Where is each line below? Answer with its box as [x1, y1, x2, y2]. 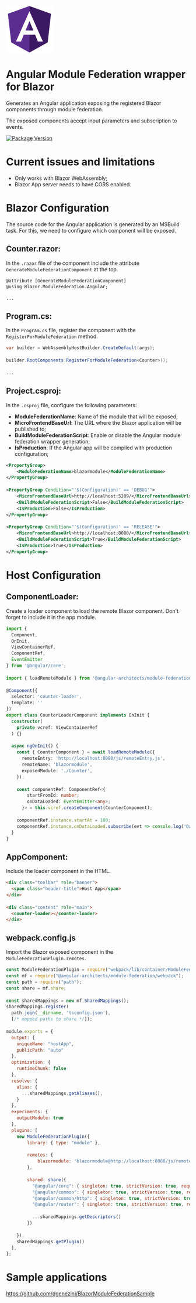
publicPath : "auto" [16, 1047, 64, 1053]
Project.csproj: [6, 386, 61, 396]
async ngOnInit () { [11, 743, 59, 749]
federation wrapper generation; [14, 438, 90, 445]
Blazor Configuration [6, 202, 110, 215]
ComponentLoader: [6, 592, 79, 602]
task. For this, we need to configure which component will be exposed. [6, 227, 176, 234]
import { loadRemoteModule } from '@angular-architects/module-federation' [6, 675, 194, 681]
